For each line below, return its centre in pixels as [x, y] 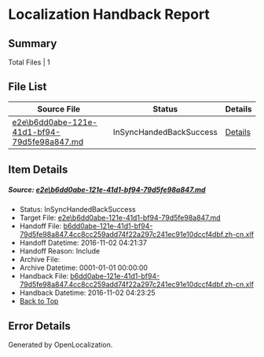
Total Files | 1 [29, 62]
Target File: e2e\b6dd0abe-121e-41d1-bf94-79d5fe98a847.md [120, 218]
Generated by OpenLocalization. [60, 344]
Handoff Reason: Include [60, 251]
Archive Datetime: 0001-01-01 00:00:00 [83, 268]
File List [27, 87]
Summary [33, 44]
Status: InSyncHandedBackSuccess [77, 209]
